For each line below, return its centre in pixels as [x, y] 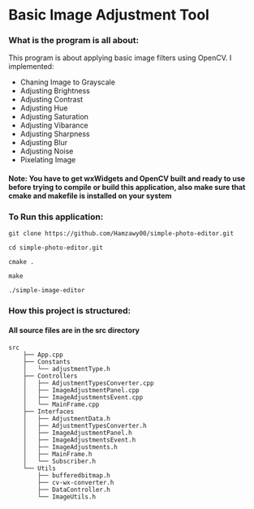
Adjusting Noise [47, 151]
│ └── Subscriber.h [59, 461]
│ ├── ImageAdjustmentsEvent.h [80, 440]
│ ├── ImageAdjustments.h [70, 447]
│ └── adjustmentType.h [67, 369]
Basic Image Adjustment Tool [109, 15]
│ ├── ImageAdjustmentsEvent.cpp [83, 397]
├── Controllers [51, 376]
